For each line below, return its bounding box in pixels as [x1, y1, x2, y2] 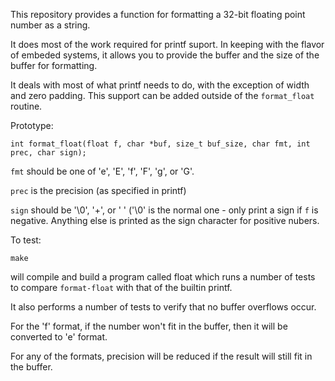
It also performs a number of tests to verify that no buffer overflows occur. [10, 301, 317, 313]
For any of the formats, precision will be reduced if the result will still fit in [10, 350, 313, 362]
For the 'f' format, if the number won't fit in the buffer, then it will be [10, 320, 288, 332]
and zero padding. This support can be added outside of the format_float [10, 90, 315, 101]
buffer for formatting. [10, 60, 98, 71]
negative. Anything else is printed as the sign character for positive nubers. [10, 215, 320, 226]
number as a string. [10, 19, 91, 31]
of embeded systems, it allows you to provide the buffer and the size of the [10, 49, 320, 61]
